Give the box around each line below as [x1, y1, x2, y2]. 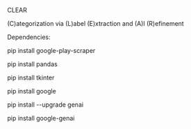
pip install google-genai [7, 114, 75, 122]
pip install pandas [7, 60, 58, 68]
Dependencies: [7, 33, 51, 41]
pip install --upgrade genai [7, 100, 84, 109]
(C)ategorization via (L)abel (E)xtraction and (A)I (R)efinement [7, 20, 184, 27]
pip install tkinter [7, 73, 55, 82]
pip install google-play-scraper [7, 47, 96, 54]
